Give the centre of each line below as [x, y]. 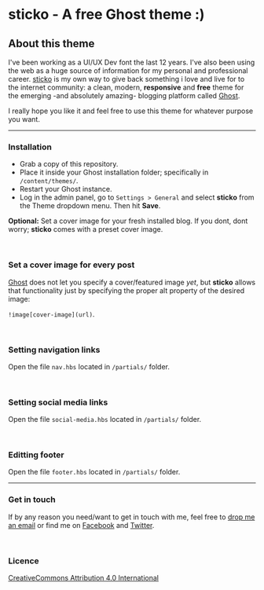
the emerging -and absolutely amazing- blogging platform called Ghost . [124, 95]
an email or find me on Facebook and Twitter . [81, 525]
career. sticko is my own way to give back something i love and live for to [126, 79]
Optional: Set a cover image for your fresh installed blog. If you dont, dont [128, 221]
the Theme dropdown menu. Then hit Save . [90, 206]
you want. [24, 119]
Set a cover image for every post [71, 265]
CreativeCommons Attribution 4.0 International [84, 578]
